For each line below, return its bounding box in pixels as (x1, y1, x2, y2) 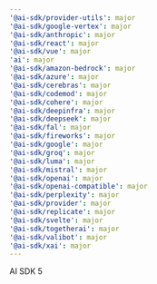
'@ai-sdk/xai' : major (9, 241, 92, 250)
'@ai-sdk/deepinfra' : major (9, 106, 116, 115)
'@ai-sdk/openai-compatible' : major (9, 182, 148, 191)
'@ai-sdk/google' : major (9, 140, 103, 149)
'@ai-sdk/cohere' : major (9, 97, 103, 107)
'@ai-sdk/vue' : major (9, 47, 92, 56)
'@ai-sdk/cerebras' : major (9, 81, 112, 90)
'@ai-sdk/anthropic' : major (9, 30, 116, 39)
